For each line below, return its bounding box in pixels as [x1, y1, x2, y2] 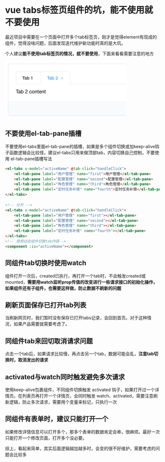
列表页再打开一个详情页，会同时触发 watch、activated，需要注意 [22, 393, 154, 399]
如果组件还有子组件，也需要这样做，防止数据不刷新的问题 [5, 285, 121, 291]
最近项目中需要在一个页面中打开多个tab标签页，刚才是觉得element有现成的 [5, 34, 157, 40]
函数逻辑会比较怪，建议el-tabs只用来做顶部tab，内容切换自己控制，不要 [9, 150, 155, 155]
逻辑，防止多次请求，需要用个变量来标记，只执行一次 [9, 399, 117, 405]
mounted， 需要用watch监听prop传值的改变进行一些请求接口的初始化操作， [5, 279, 158, 285]
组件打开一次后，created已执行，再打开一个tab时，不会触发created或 [5, 273, 146, 278]
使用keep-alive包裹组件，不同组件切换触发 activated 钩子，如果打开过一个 [5, 387, 155, 393]
